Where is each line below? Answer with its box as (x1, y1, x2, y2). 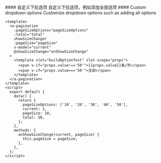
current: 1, (23, 106, 47, 111)
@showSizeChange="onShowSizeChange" (14, 49, 89, 54)
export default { (9, 89, 45, 94)
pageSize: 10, (23, 111, 51, 116)
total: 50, (23, 115, 45, 120)
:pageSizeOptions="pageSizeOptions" (14, 28, 89, 33)
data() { (14, 94, 32, 99)
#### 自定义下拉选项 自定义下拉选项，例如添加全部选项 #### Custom (5, 4, 146, 10)
